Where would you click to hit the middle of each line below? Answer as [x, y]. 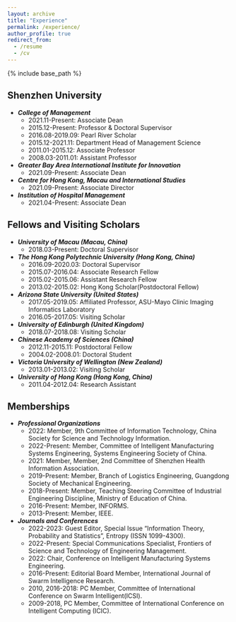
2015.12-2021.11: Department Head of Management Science [114, 143]
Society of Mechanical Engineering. [80, 484]
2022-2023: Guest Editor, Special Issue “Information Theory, [116, 528]
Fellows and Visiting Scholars [74, 225]
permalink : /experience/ [44, 27]
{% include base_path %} [45, 73]
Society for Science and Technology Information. [99, 438]
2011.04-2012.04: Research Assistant [82, 384]
